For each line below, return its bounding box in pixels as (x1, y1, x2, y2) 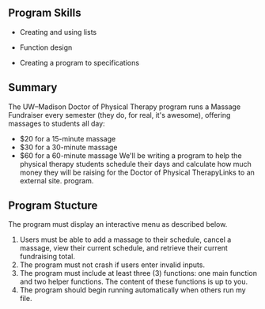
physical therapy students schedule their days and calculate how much (19, 159, 252, 168)
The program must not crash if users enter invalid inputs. (19, 260, 206, 269)
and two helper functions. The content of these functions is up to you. (19, 277, 248, 287)
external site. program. (19, 175, 94, 185)
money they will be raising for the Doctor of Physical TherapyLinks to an (19, 168, 256, 177)
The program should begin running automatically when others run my (19, 285, 247, 295)
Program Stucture (8, 199, 98, 213)
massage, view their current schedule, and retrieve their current (19, 243, 228, 253)
